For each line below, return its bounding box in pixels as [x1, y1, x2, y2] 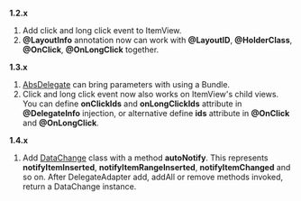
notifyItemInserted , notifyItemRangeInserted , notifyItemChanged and [22, 162, 291, 172]
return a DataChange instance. [22, 181, 137, 192]
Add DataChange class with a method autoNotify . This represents [22, 152, 269, 163]
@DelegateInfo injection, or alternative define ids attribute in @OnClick [22, 108, 290, 118]
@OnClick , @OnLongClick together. [22, 44, 160, 55]
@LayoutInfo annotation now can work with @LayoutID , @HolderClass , [22, 35, 293, 45]
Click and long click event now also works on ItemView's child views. [22, 89, 279, 99]
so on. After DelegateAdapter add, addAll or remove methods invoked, [22, 171, 284, 182]
